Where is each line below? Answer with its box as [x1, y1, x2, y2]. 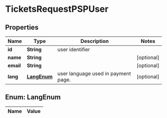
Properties [5, 23, 39, 32]
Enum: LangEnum [5, 93, 61, 102]
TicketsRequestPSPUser [5, 3, 109, 15]
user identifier [57, 46, 90, 53]
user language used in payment [57, 70, 131, 77]
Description [80, 38, 109, 44]
